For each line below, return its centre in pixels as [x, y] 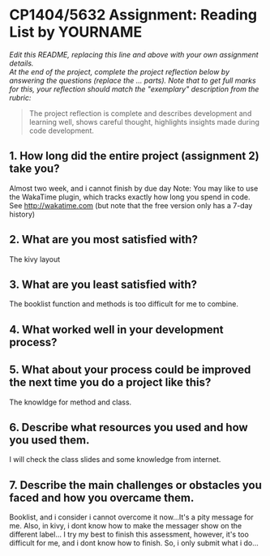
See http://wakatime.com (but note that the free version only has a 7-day [131, 205]
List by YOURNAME [76, 32]
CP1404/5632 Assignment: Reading [133, 15]
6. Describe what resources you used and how [129, 427]
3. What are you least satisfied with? [103, 284]
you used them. [49, 440]
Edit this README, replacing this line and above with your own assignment [134, 54]
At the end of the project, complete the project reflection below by [120, 71]
